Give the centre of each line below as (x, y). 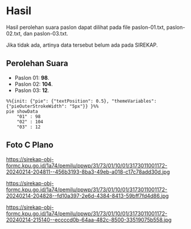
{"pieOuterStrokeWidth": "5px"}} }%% (52, 106)
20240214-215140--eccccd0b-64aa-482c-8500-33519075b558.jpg (89, 220)
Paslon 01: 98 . (32, 77)
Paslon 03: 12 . (32, 90)
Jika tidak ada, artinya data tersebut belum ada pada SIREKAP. (82, 45)
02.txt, (14, 33)
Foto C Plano (30, 145)
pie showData (22, 111)
